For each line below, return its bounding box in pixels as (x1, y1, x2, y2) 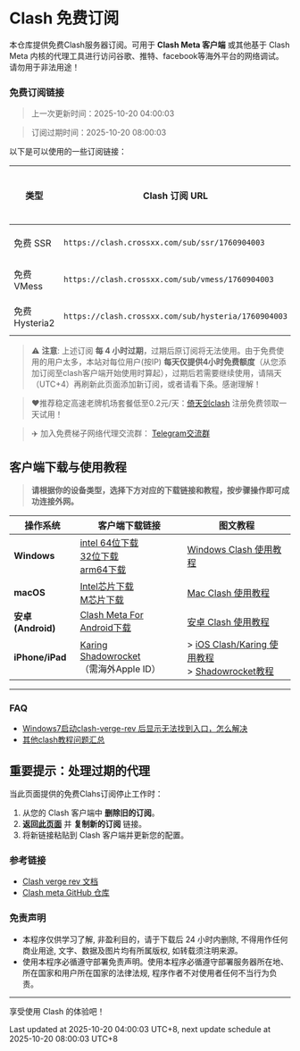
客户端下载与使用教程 (9, 459, 127, 474)
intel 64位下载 (79, 537, 139, 549)
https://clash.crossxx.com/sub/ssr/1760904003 (63, 238, 265, 248)
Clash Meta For (79, 609, 145, 621)
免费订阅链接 (9, 86, 65, 98)
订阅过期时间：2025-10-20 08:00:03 (30, 127, 167, 138)
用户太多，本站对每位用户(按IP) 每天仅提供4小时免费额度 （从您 (46, 356, 279, 367)
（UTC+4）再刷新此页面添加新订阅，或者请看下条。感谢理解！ (30, 379, 262, 389)
